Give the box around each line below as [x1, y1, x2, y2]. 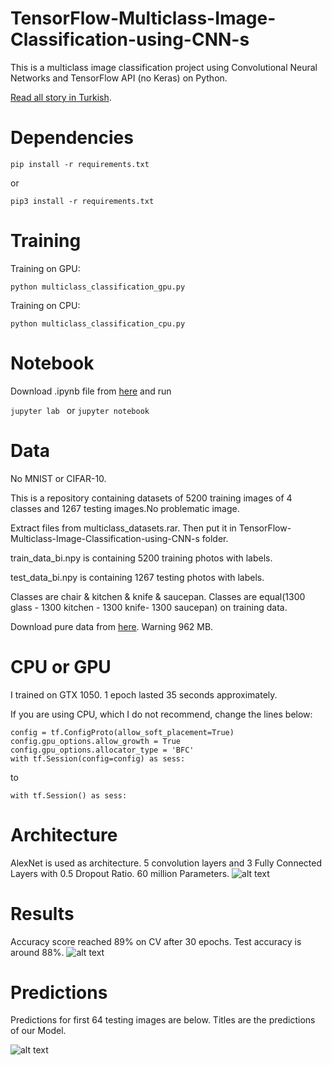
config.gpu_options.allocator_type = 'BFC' [10, 745, 195, 755]
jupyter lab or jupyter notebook [10, 404, 150, 416]
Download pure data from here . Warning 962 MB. [10, 620, 214, 632]
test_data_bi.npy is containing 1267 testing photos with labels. [10, 571, 265, 583]
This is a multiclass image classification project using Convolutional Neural [10, 61, 318, 73]
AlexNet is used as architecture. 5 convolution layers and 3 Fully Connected [10, 857, 323, 869]
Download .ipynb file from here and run [10, 385, 172, 397]
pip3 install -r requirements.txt [10, 196, 155, 206]
